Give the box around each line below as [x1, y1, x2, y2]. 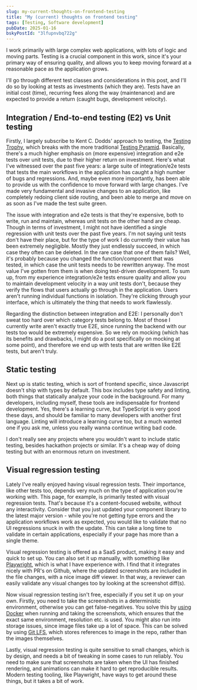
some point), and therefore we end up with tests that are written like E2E [6, 341, 181, 348]
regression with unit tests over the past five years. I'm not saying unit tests [6, 230, 186, 237]
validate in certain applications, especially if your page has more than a [6, 531, 179, 538]
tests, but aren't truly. [6, 348, 58, 355]
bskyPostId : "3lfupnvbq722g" [6, 31, 78, 36]
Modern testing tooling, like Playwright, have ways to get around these [6, 671, 177, 678]
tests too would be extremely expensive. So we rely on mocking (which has [6, 329, 189, 336]
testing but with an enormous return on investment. [6, 448, 131, 455]
